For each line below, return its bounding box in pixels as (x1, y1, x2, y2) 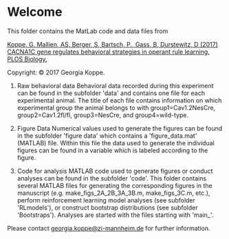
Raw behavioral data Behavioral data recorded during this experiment (17, 81, 215, 90)
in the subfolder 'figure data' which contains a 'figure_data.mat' (17, 132, 197, 140)
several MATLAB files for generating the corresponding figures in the (17, 181, 213, 189)
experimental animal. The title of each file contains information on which (17, 96, 222, 104)
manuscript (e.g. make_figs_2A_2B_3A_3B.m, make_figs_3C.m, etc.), (17, 189, 210, 197)
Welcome (7, 4, 63, 20)
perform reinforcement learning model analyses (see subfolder (17, 196, 196, 204)
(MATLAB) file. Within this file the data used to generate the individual (17, 138, 215, 147)
